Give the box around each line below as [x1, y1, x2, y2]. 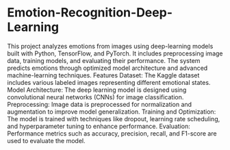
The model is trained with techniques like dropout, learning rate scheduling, [7, 114, 220, 123]
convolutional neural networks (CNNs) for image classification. [7, 92, 184, 101]
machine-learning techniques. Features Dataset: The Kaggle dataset [7, 71, 200, 79]
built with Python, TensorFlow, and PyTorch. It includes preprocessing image [7, 49, 223, 58]
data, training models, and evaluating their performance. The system [7, 56, 201, 64]
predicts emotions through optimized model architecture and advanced [7, 64, 208, 72]
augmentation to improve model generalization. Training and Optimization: [7, 108, 216, 116]
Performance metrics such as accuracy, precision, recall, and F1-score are [7, 129, 217, 138]
